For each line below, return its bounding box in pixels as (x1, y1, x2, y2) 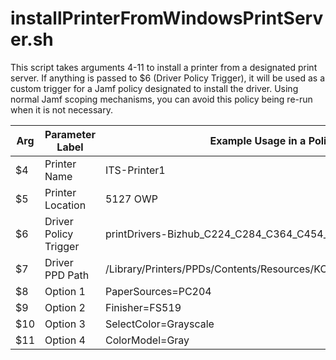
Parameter (44, 127, 96, 141)
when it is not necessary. (10, 103, 113, 116)
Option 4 (44, 333, 86, 347)
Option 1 (44, 284, 86, 298)
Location (44, 198, 87, 212)
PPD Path (44, 268, 90, 282)
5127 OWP (104, 192, 158, 206)
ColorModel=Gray (104, 333, 190, 347)
